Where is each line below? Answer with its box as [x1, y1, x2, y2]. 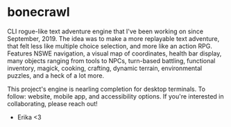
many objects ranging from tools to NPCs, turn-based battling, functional [7, 56, 216, 65]
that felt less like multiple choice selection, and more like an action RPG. [7, 42, 213, 50]
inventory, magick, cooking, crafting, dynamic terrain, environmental [7, 64, 203, 72]
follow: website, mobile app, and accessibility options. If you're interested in [7, 92, 224, 101]
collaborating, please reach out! [7, 99, 99, 108]
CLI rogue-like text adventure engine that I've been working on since [7, 27, 203, 35]
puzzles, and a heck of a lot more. [7, 71, 105, 80]
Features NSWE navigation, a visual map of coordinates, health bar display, [7, 49, 222, 58]
